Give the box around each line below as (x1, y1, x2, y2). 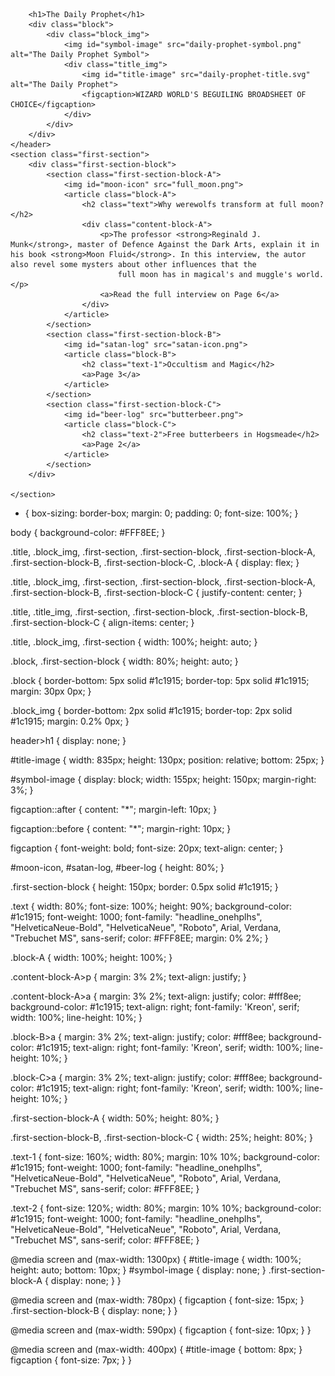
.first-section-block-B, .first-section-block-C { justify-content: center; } (10, 587, 303, 598)
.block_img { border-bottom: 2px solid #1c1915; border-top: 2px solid (10, 705, 293, 716)
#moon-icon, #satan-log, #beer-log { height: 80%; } (10, 862, 225, 873)
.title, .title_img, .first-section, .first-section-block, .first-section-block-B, (10, 606, 308, 618)
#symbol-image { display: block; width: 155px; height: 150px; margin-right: (10, 774, 317, 785)
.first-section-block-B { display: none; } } (10, 1305, 178, 1316)
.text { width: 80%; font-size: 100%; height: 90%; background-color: (10, 900, 293, 912)
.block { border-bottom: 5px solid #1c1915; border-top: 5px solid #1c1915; (10, 675, 310, 686)
